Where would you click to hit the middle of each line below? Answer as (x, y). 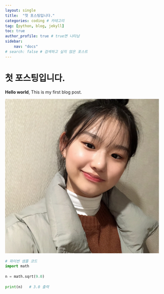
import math (17, 266)
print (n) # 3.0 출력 (27, 287)
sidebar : (14, 42)
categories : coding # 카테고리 (35, 21)
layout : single (20, 10)
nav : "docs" (26, 47)
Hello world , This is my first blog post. (43, 92)
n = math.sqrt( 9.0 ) (25, 277)
